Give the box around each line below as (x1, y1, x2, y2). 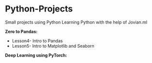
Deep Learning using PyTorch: (5, 52, 67, 58)
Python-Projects (5, 3, 73, 14)
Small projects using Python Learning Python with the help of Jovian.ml (5, 19, 148, 25)
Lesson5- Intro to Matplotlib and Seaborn (12, 43, 94, 49)
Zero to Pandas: (5, 28, 38, 34)
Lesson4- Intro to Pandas (12, 38, 63, 44)
